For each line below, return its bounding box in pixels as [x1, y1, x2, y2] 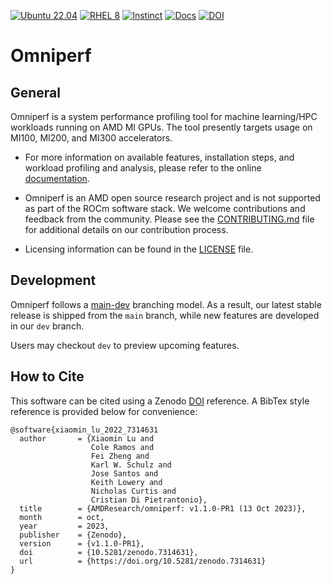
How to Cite [10, 368, 85, 385]
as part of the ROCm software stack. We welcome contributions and [24, 203, 306, 214]
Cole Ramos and [90, 442, 155, 452]
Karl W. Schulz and [90, 460, 172, 470]
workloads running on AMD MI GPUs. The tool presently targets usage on [10, 121, 313, 133]
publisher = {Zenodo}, [19, 530, 128, 540]
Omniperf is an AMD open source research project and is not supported [24, 192, 321, 204]
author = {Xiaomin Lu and [19, 433, 155, 444]
